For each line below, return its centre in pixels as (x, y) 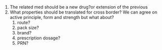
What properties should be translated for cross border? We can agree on (83, 12)
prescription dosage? (39, 38)
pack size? (28, 28)
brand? (24, 33)
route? (24, 22)
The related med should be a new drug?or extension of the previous (79, 7)
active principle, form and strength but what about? (62, 17)
